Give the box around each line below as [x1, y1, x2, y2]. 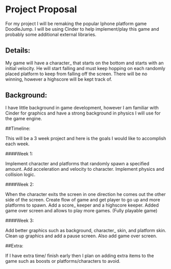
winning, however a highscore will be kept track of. [5, 76, 112, 82]
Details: [5, 46, 31, 55]
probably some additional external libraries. [5, 31, 96, 37]
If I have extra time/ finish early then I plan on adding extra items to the [5, 252, 154, 259]
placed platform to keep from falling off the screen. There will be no [5, 71, 148, 77]
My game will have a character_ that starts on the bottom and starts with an [5, 60, 164, 66]
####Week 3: [5, 217, 34, 223]
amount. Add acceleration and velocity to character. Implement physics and [5, 166, 164, 172]
